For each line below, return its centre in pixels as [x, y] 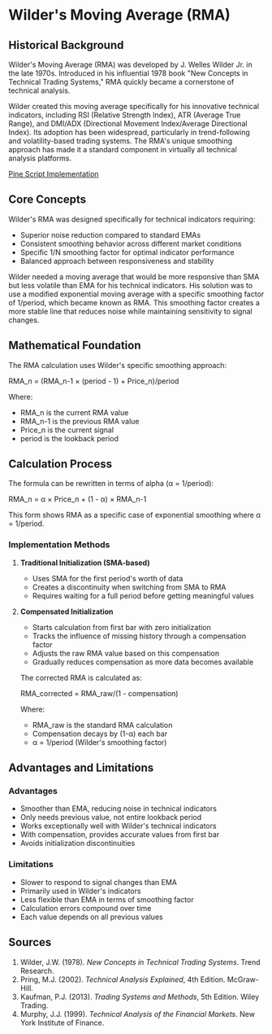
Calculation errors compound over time [86, 908]
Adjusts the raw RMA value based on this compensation [126, 653]
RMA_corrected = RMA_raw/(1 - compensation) [99, 693]
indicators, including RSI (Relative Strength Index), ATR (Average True [125, 115]
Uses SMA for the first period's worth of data [108, 578]
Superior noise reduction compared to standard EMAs [110, 234]
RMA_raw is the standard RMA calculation [102, 725]
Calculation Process [60, 464]
